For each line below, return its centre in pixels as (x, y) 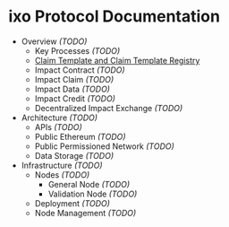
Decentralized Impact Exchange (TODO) (109, 108)
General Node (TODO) (89, 184)
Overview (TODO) (54, 41)
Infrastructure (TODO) (62, 165)
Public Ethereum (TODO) (80, 136)
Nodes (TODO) (62, 175)
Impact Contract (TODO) (80, 70)
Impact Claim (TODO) (74, 79)
